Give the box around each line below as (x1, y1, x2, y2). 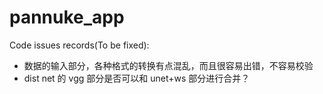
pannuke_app (9, 6, 125, 29)
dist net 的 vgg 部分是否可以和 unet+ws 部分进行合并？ (23, 72, 251, 84)
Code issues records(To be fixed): (9, 39, 150, 51)
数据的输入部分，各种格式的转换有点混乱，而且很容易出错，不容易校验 (23, 59, 314, 71)
